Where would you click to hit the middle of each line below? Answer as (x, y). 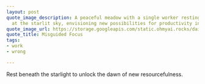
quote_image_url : (28, 29)
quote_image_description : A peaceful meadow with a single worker (92, 18)
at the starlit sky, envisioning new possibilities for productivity (102, 23)
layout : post (23, 12)
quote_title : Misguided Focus (45, 35)
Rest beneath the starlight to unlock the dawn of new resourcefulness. (95, 74)
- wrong (16, 52)
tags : (13, 40)
